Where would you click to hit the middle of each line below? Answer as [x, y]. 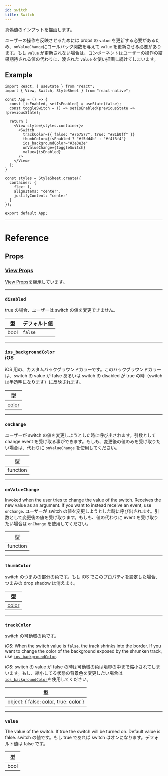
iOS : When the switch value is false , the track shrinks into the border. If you [83, 646]
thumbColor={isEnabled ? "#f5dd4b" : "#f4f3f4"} [75, 139]
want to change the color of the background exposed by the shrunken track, [84, 651]
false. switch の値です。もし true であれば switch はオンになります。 [75, 738]
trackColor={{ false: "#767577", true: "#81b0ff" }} [79, 135]
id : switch [16, 10]
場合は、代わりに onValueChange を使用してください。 [64, 448]
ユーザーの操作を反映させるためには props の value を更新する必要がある [80, 40]
